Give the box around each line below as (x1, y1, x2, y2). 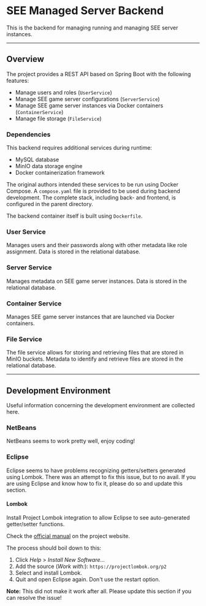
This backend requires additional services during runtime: (6, 144, 152, 151)
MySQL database (15, 156, 59, 163)
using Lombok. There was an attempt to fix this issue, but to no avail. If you (6, 473, 196, 480)
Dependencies (6, 130, 51, 139)
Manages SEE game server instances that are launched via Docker (6, 313, 175, 320)
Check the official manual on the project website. (6, 532, 131, 540)
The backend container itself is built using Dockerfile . (6, 212, 143, 220)
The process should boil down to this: (6, 544, 102, 551)
